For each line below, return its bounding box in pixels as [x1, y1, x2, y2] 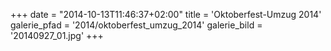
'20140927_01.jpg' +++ [10, 30, 104, 41]
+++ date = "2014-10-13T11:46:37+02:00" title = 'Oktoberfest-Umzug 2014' [10, 9, 322, 20]
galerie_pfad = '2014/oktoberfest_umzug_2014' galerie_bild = [10, 19, 263, 31]
